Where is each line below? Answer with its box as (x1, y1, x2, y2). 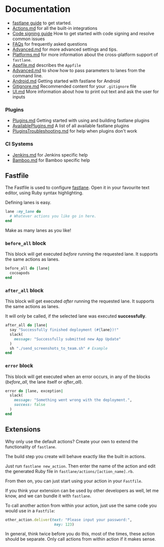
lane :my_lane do (5, 209, 41, 214)
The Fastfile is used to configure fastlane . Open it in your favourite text (5, 185, 150, 191)
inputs (12, 93, 26, 100)
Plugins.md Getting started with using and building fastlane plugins (12, 118, 150, 124)
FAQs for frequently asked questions (12, 41, 87, 47)
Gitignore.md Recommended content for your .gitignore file (12, 83, 137, 89)
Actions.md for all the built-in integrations (12, 25, 98, 31)
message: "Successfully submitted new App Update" (14, 336, 121, 341)
